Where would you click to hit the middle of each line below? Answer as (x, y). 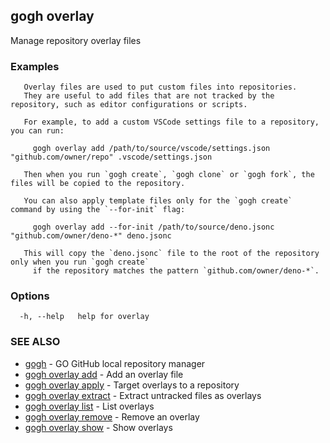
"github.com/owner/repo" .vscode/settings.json (111, 157)
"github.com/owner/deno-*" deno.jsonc (91, 236)
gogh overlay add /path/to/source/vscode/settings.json (151, 149)
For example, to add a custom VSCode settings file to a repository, (171, 122)
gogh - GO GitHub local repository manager (115, 363)
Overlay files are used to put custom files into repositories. (160, 87)
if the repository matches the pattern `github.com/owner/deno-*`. (176, 271)
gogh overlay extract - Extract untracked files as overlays (143, 395)
